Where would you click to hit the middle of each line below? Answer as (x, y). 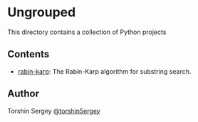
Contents (28, 54)
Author (23, 94)
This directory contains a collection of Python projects (87, 32)
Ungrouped (42, 12)
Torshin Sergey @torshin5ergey (54, 111)
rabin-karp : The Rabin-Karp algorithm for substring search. (104, 71)
